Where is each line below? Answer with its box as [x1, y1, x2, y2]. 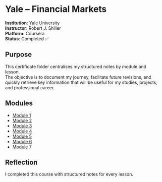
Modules [5, 99, 33, 108]
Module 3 [12, 122, 32, 128]
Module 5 [12, 133, 32, 139]
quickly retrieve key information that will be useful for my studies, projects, [5, 79, 158, 85]
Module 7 [12, 144, 32, 150]
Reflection [5, 158, 38, 167]
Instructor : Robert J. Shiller [5, 25, 61, 31]
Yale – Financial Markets [5, 3, 107, 15]
